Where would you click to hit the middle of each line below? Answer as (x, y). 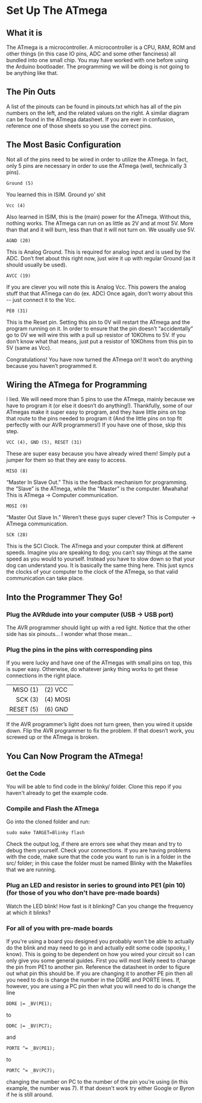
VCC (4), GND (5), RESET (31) (44, 442)
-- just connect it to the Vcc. (41, 300)
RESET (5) (24, 709)
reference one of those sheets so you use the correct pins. (79, 126)
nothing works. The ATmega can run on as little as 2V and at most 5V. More (100, 223)
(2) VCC (56, 690)
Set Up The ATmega (57, 11)
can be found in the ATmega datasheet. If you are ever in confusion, (90, 119)
